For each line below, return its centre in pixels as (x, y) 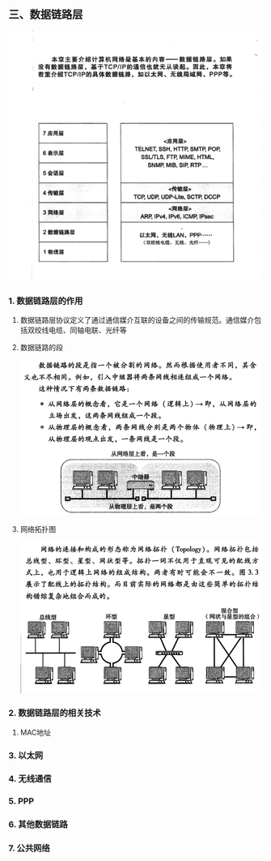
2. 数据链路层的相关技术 (55, 713)
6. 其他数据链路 (38, 825)
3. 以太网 (26, 755)
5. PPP (21, 801)
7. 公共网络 (29, 848)
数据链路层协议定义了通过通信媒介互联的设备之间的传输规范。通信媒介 (137, 320)
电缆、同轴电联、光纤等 (87, 330)
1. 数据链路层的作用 (46, 301)
